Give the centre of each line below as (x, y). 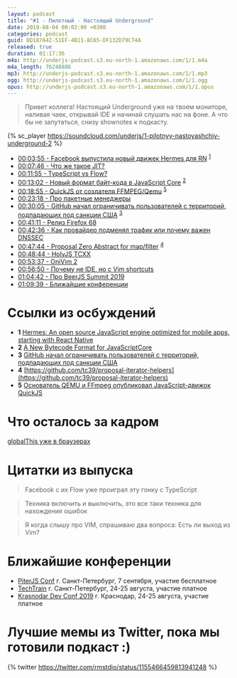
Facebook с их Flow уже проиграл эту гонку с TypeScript (111, 490)
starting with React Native (55, 340)
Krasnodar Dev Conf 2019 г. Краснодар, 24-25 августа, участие (113, 596)
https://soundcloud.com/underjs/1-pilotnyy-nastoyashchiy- (133, 136)
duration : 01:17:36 (36, 54)
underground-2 (29, 144)
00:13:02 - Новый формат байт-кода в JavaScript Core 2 (102, 181)
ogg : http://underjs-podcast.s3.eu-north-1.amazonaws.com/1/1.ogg (108, 80)
